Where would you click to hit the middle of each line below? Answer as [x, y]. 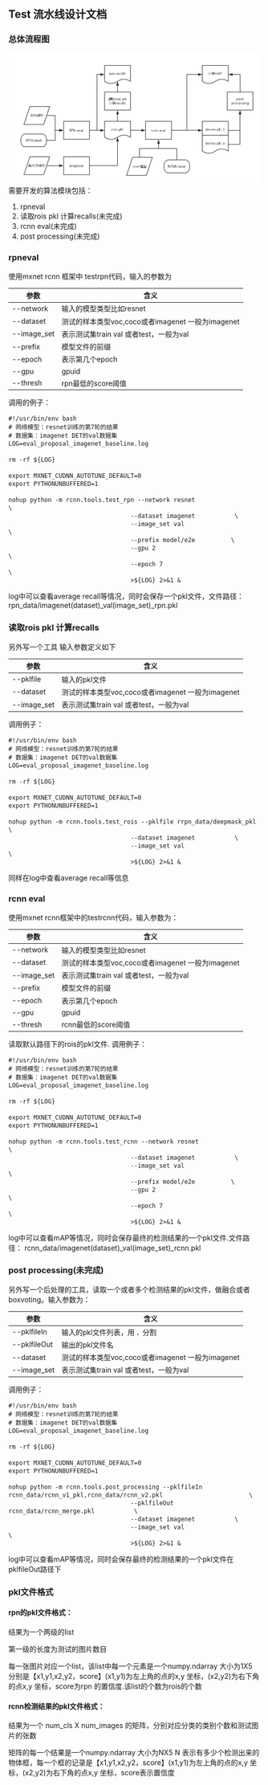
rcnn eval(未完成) [49, 227]
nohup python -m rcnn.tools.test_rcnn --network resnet [104, 1142]
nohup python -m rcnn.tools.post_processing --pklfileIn [106, 1487]
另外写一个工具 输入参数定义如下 [62, 647]
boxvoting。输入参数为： [49, 1299]
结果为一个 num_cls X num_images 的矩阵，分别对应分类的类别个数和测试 [130, 1726]
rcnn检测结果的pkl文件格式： [57, 1706]
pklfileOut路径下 [35, 1569]
